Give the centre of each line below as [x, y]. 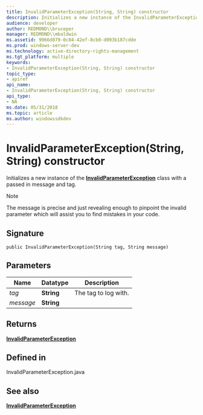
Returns [22, 324]
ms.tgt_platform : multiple [40, 57]
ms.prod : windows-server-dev [43, 46]
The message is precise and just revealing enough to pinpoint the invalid [96, 208]
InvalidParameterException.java [46, 372]
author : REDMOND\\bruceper [40, 29]
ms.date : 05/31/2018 [32, 107]
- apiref [17, 79]
